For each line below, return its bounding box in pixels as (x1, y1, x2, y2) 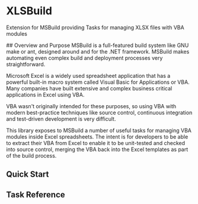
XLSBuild (6, 4, 52, 18)
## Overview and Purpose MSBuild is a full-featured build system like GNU (6, 42, 189, 49)
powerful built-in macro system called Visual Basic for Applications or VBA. (6, 79, 190, 86)
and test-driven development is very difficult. (6, 115, 116, 123)
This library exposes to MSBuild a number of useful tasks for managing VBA (6, 127, 191, 134)
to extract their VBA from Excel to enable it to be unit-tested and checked (6, 139, 186, 146)
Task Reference (6, 189, 65, 200)
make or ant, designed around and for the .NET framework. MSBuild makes (6, 48, 190, 55)
